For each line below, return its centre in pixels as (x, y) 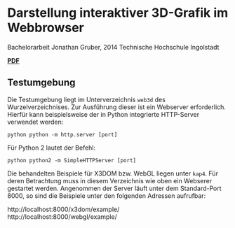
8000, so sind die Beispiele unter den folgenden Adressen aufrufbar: (107, 195)
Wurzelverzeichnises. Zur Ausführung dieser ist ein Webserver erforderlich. (117, 107)
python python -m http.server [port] (62, 134)
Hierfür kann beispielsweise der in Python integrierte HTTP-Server (103, 114)
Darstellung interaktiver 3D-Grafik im (118, 13)
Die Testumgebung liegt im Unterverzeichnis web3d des (87, 99)
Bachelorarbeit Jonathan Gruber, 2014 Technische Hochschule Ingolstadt (113, 47)
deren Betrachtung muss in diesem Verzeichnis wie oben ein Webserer (110, 180)
